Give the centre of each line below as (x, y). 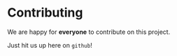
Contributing (45, 13)
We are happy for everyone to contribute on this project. (89, 32)
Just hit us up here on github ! (50, 45)
